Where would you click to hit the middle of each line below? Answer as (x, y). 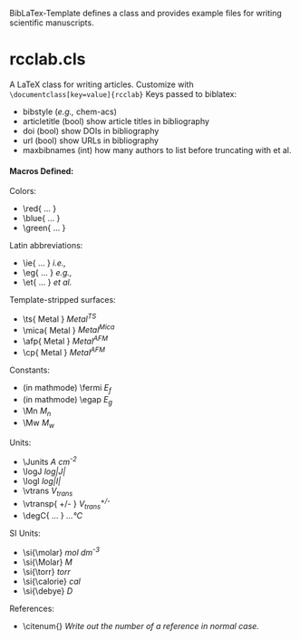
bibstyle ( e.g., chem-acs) (70, 112)
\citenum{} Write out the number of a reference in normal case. (141, 625)
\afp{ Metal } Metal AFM (65, 341)
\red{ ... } (39, 208)
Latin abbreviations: (46, 246)
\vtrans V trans (48, 491)
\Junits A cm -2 (49, 461)
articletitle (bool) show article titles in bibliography (116, 121)
